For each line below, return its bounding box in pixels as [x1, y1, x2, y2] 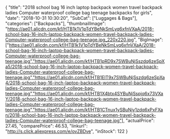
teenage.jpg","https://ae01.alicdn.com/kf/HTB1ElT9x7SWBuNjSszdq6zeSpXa [5, 75, 165, 80]
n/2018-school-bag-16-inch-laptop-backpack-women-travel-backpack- [5, 112, 156, 118]
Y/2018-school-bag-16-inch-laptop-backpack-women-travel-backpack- [5, 96, 156, 102]
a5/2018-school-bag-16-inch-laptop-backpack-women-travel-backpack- [5, 63, 159, 69]
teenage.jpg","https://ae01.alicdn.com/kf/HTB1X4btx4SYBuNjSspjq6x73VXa [5, 91, 163, 96]
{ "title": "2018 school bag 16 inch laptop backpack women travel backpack [5, 5, 163, 10]
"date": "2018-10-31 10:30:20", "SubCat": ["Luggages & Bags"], [5, 15, 138, 21]
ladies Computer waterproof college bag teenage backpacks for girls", [5, 10, 153, 16]
